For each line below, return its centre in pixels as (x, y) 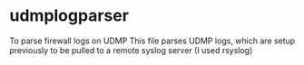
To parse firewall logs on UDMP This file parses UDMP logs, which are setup (152, 41)
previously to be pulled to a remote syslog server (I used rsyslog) (131, 50)
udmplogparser (69, 16)
